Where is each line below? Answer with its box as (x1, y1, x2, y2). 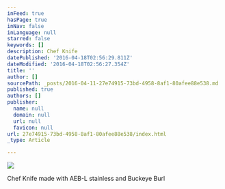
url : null (13, 117, 41, 125)
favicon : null (13, 124, 53, 131)
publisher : (7, 99, 38, 106)
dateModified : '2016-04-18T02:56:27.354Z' (7, 61, 130, 68)
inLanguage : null (7, 29, 57, 36)
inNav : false (7, 23, 44, 29)
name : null (13, 105, 44, 112)
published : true (7, 86, 53, 93)
